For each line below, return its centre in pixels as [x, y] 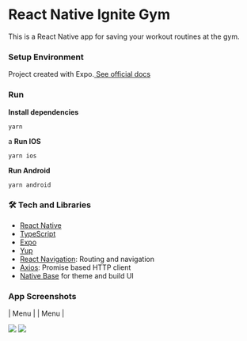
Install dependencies [44, 112]
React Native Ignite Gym [89, 15]
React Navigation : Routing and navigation [87, 259]
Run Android [29, 170]
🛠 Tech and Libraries [49, 205]
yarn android [30, 185]
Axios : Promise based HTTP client [75, 267]
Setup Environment [46, 57]
